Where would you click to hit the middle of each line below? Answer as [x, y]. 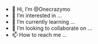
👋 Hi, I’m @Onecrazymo [41, 9]
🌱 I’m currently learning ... [43, 22]
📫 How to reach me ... [39, 35]
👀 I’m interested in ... [37, 15]
